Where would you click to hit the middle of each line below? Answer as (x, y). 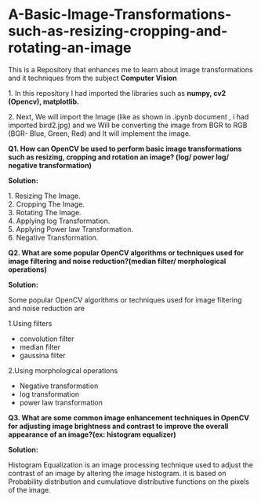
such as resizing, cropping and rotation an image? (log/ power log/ (119, 157)
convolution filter (47, 339)
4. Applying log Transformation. (59, 221)
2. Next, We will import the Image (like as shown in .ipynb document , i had (129, 116)
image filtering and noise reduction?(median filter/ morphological (117, 261)
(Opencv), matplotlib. (44, 101)
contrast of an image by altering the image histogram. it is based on (117, 473)
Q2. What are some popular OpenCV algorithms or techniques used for (126, 252)
